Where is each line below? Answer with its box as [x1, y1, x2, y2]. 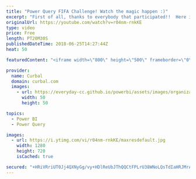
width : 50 [21, 94, 45, 101]
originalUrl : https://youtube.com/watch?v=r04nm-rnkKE [6, 19, 142, 25]
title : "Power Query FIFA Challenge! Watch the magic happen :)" [6, 8, 168, 15]
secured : [6, 164, 27, 170]
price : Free [6, 30, 35, 36]
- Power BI [11, 116, 38, 122]
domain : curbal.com [11, 78, 59, 85]
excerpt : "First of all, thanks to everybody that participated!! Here [6, 14, 187, 20]
